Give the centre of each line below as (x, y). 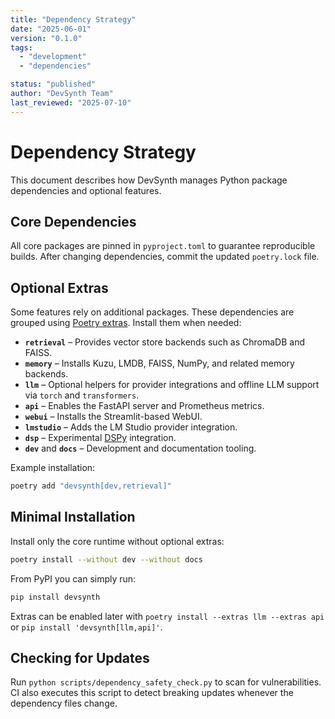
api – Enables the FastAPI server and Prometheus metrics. (144, 406)
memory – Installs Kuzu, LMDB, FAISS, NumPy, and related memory (159, 363)
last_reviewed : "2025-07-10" (71, 102)
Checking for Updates (80, 658)
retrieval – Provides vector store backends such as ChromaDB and (165, 342)
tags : (21, 47)
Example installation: (53, 468)
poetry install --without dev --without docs (106, 559)
